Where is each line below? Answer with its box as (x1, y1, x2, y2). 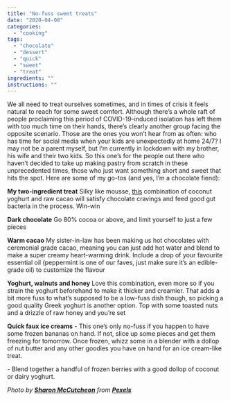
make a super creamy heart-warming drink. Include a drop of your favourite (7, 251, 223, 259)
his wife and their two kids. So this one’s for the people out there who (7, 152, 205, 160)
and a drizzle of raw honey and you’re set (7, 309, 126, 317)
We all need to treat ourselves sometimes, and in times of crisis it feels (7, 100, 209, 108)
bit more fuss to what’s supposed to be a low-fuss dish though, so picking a (7, 294, 224, 302)
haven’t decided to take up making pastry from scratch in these (7, 159, 188, 167)
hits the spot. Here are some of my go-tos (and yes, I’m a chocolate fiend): (7, 174, 220, 182)
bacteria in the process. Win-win (7, 202, 100, 210)
